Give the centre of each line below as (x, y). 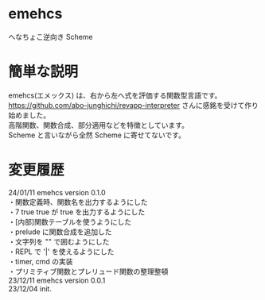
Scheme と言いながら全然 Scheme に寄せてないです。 (97, 135)
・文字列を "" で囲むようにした (59, 241)
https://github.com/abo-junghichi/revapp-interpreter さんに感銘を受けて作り (133, 105)
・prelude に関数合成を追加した (60, 232)
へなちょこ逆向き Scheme (51, 37)
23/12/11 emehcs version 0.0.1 (57, 280)
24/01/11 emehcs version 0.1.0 (57, 192)
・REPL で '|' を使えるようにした (61, 252)
